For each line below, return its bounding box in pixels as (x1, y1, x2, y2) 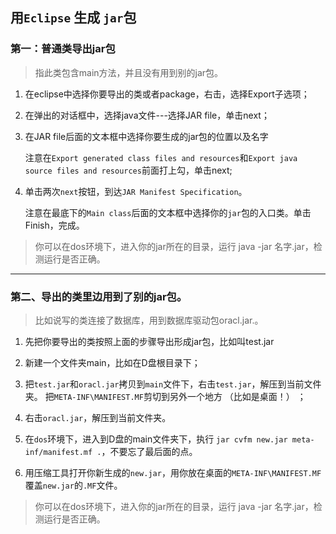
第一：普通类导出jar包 (10, 42, 116, 56)
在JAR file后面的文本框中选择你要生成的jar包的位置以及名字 (24, 130, 269, 142)
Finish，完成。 (24, 219, 85, 231)
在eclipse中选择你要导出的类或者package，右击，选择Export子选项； (24, 88, 310, 100)
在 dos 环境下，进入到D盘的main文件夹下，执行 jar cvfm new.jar (24, 433, 288, 445)
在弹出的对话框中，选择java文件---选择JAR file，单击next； (24, 109, 270, 121)
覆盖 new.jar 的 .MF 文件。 (24, 479, 123, 491)
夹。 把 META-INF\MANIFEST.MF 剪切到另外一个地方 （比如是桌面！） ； (24, 390, 307, 402)
